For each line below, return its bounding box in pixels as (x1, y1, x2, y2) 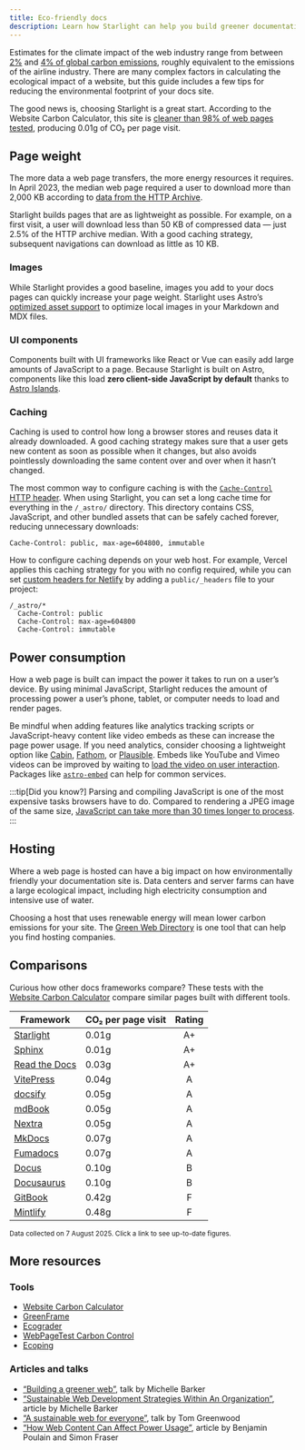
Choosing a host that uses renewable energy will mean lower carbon (9, 912, 266, 923)
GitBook (14, 1191, 48, 1204)
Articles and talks (9, 1363, 89, 1376)
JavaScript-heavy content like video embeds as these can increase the (9, 730, 275, 741)
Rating (174, 1013, 204, 1026)
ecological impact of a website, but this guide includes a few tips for (9, 75, 265, 86)
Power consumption (9, 650, 126, 665)
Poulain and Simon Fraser (22, 1432, 119, 1443)
